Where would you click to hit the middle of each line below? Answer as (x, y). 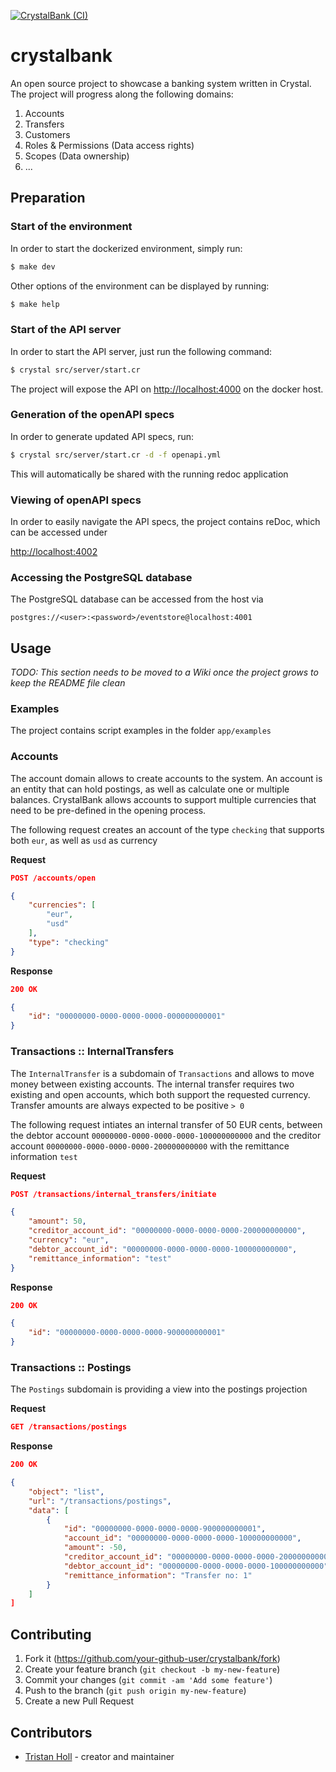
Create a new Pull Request (79, 1701)
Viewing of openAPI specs (76, 500)
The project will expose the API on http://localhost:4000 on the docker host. (167, 389)
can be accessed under (59, 532)
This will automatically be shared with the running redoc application (149, 474)
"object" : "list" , (66, 1491)
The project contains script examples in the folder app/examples (141, 731)
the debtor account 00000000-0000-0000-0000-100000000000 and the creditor (166, 1135)
